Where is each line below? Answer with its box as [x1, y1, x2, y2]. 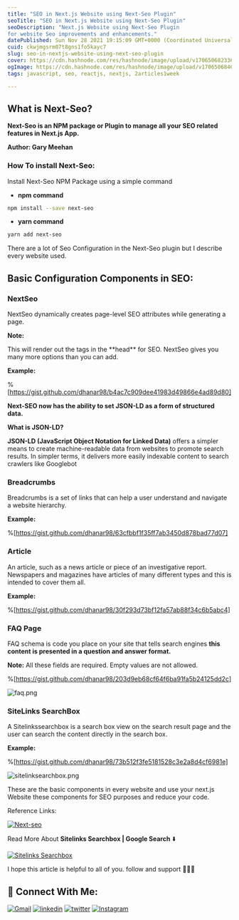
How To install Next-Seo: [7, 161, 95, 171]
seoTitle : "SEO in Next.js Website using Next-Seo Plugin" [7, 17, 186, 24]
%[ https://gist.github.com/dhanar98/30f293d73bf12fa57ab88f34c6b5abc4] [7, 605, 230, 614]
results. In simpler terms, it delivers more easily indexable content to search [7, 452, 229, 460]
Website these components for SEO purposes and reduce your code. [7, 792, 210, 802]
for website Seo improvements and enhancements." [7, 30, 158, 38]
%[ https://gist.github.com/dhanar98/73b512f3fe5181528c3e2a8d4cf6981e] [7, 758, 228, 766]
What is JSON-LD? [7, 423, 64, 432]
